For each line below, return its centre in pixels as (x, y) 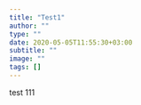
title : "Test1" (37, 17)
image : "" (27, 59)
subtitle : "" (33, 51)
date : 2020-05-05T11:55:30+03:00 (71, 42)
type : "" (25, 34)
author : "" (29, 26)
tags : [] (25, 68)
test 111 (22, 92)
